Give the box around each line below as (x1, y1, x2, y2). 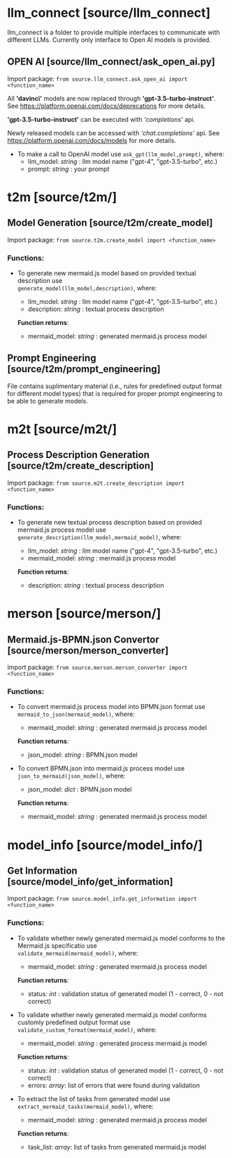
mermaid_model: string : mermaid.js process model (27, 554, 176, 563)
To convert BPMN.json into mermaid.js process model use (17, 764, 185, 773)
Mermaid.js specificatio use (17, 941, 98, 950)
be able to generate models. (7, 397, 89, 405)
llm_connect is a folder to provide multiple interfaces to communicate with (7, 28, 220, 36)
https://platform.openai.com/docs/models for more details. (7, 136, 177, 144)
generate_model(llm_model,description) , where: (17, 284, 157, 292)
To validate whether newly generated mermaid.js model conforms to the (17, 934, 226, 942)
